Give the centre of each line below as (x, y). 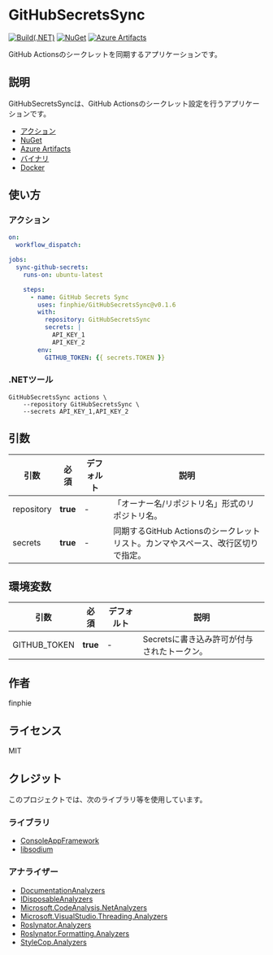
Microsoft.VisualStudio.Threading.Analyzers (94, 916)
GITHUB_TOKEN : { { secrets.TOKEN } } (104, 358)
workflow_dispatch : (49, 245)
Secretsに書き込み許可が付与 (198, 640)
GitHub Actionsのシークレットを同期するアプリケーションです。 (115, 54)
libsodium (37, 849)
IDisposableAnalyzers (56, 899)
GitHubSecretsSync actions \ (58, 397)
